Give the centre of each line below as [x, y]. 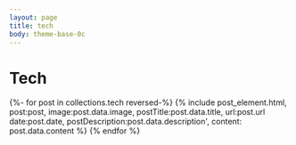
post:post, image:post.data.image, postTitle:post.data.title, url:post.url [137, 112]
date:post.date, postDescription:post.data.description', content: [126, 122]
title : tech [31, 26]
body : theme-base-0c [48, 34]
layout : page [33, 17]
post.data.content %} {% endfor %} [75, 131]
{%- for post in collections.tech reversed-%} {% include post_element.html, [148, 102]
